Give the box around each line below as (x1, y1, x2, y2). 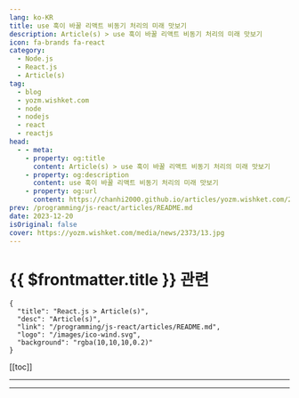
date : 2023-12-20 (9, 211, 74, 221)
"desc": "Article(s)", (17, 315, 101, 324)
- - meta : (17, 145, 53, 154)
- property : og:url (25, 187, 98, 196)
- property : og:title (25, 153, 105, 163)
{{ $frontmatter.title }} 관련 (9, 269, 209, 289)
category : (9, 46, 46, 55)
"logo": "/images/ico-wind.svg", (17, 330, 141, 339)
